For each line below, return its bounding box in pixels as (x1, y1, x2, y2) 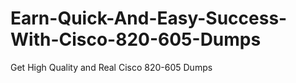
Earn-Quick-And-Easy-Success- (10, 7, 288, 30)
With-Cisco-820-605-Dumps (10, 28, 262, 51)
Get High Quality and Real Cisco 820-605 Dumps (10, 61, 213, 73)
